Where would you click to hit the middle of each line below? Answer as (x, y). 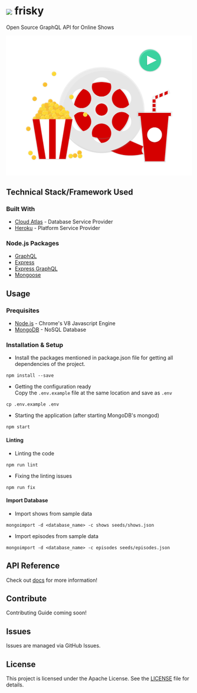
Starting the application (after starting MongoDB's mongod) (87, 416)
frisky (29, 11)
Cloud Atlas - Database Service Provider (64, 222)
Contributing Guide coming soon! (46, 613)
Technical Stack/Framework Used (70, 192)
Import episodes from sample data (57, 536)
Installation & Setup (35, 345)
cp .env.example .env (33, 404)
